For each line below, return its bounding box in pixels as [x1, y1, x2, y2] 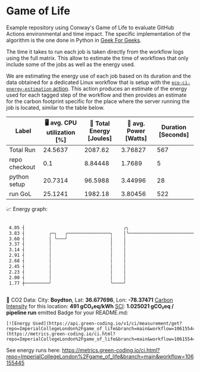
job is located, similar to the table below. [6, 104, 105, 111]
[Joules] [87, 134, 112, 142]
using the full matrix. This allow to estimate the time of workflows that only [6, 54, 189, 61]
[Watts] [125, 134, 147, 142]
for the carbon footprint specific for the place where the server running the [6, 97, 190, 105]
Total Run [9, 145, 36, 154]
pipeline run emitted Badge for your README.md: [6, 309, 129, 317]
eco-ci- [171, 79, 190, 86]
